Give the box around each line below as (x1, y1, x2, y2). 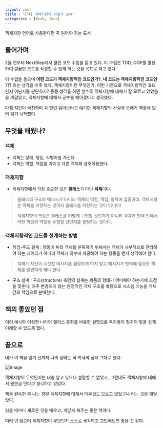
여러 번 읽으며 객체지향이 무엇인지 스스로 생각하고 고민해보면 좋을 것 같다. (5, 418, 144, 424)
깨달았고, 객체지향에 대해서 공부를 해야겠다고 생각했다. (10, 95, 113, 101)
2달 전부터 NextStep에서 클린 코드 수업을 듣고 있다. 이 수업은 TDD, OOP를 (5, 60, 147, 66)
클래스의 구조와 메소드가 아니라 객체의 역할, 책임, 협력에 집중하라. (17, 196, 141, 203)
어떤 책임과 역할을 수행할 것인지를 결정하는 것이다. (17, 219, 112, 225)
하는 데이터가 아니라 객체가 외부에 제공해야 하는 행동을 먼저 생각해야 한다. (17, 250, 157, 256)
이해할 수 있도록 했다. (5, 325, 45, 331)
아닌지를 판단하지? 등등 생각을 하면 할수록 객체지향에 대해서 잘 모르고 (14, 88, 145, 94)
